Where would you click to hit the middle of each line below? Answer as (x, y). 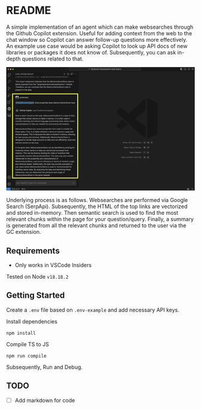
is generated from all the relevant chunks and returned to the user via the (96, 225)
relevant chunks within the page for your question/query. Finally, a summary (100, 219)
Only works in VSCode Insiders (53, 265)
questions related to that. (53, 59)
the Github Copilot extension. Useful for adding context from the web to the (99, 33)
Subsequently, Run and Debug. (44, 367)
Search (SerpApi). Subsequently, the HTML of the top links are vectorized (97, 206)
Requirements (33, 251)
